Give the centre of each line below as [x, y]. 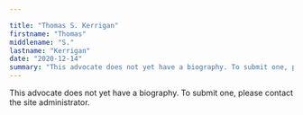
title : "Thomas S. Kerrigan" [64, 25]
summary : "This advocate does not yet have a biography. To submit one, [149, 67]
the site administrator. [50, 102]
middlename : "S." [42, 42]
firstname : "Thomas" [48, 34]
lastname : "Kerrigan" [50, 50]
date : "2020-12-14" [46, 59]
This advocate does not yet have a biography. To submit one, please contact [151, 93]
